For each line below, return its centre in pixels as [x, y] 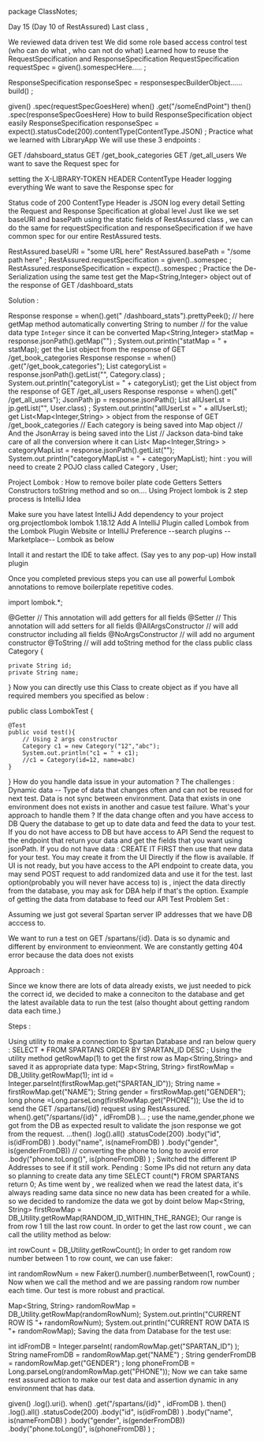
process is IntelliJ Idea [45, 499]
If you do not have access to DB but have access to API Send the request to [131, 832]
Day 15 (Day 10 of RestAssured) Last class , [78, 26]
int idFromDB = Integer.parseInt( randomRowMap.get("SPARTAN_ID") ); [124, 1346]
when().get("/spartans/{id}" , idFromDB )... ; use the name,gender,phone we [131, 1117]
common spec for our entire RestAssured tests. [85, 236]
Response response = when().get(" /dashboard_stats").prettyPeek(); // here [131, 316]
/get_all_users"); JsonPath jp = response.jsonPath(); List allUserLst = [120, 400]
